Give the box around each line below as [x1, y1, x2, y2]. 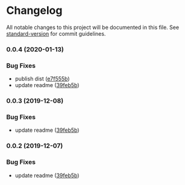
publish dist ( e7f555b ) [14, 75, 71, 82]
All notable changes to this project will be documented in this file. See [6, 24, 180, 31]
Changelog [6, 4, 63, 18]
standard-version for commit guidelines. [6, 30, 106, 37]
